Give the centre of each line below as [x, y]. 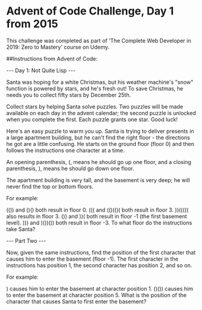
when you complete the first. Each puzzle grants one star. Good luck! [92, 119]
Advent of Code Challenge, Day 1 [90, 11]
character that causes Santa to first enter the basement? [76, 301]
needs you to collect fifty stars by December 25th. [69, 95]
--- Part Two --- [26, 241]
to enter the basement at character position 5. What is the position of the [96, 295]
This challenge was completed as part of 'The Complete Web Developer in [99, 40]
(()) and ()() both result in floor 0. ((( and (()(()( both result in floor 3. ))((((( [97, 210]
